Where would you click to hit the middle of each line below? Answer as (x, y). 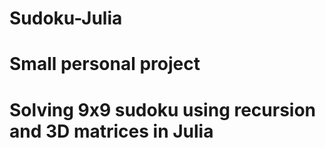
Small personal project (105, 64)
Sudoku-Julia (66, 18)
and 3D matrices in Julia (111, 131)
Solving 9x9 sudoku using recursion (163, 109)
